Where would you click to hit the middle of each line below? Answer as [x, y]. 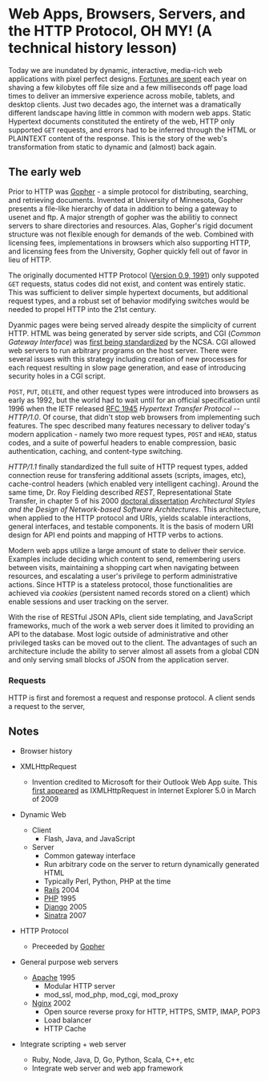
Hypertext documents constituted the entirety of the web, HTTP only [121, 121]
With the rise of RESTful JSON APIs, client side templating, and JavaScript [131, 617]
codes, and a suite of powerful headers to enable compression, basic [122, 443]
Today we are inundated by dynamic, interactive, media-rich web [115, 70]
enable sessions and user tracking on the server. [89, 601]
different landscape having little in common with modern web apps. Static [130, 112]
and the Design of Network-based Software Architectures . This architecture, [134, 509]
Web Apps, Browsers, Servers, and [127, 14]
